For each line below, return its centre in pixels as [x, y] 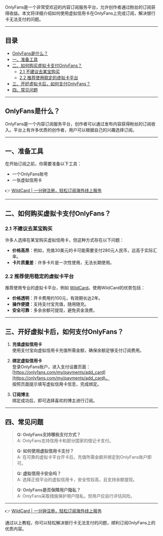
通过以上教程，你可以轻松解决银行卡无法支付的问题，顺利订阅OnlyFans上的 [80, 523]
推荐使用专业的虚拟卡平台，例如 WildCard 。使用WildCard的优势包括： [75, 288]
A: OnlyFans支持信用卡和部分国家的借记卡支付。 [65, 441]
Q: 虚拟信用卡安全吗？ [39, 474]
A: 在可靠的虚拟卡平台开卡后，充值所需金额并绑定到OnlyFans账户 [82, 457]
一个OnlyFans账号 [30, 174]
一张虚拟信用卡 [27, 180]
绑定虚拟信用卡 [27, 361]
